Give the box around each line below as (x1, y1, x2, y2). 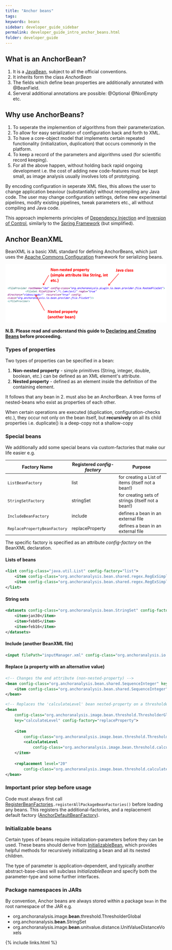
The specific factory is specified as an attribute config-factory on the (5, 539, 152, 545)
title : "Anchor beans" (5, 8, 54, 13)
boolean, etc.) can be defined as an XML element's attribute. (12, 373, 141, 379)
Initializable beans (5, 825, 52, 832)
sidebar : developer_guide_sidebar (5, 25, 79, 30)
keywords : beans (5, 19, 40, 24)
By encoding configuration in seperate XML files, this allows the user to (5, 183, 156, 189)
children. (5, 853, 24, 859)
